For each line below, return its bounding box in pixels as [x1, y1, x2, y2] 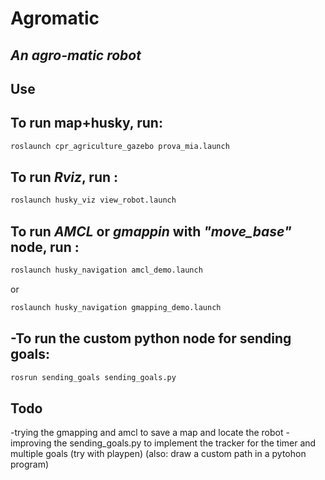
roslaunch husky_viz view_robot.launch [10, 195, 177, 206]
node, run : [10, 238, 80, 256]
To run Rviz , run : [10, 169, 119, 186]
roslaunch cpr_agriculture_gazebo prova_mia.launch [10, 141, 230, 151]
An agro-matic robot [10, 47, 142, 64]
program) [10, 458, 50, 471]
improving [10, 437, 52, 449]
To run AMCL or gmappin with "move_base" [10, 223, 292, 240]
